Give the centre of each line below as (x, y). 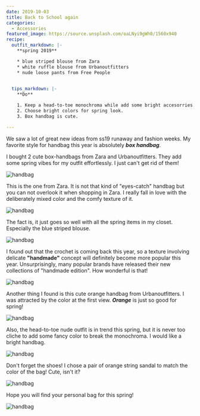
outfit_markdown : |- (37, 45)
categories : (21, 23)
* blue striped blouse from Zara (58, 61)
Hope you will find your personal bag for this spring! (70, 394)
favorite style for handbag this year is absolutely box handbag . (84, 145)
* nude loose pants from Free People (64, 72)
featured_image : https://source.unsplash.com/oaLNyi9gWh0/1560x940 (92, 34)
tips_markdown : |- (35, 89)
